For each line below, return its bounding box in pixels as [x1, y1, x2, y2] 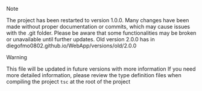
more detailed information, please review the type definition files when [6, 72, 182, 78]
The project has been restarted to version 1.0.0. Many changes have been [6, 17, 189, 23]
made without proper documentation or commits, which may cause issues [6, 23, 191, 30]
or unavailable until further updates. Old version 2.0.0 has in [6, 36, 155, 43]
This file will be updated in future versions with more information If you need [6, 65, 196, 72]
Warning [6, 54, 27, 60]
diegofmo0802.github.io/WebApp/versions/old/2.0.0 [6, 42, 137, 49]
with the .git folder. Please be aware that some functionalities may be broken [6, 29, 197, 37]
